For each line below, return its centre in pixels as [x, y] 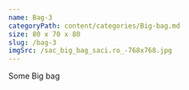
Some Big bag [34, 76]
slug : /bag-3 [33, 42]
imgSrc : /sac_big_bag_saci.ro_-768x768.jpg [90, 51]
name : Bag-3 [30, 17]
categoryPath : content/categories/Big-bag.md [94, 26]
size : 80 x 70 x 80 [45, 34]
